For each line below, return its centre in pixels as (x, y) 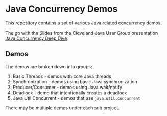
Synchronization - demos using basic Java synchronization (75, 81)
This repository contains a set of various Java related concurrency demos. (84, 23)
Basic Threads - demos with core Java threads (62, 76)
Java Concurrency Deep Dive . (37, 38)
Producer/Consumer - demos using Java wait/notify (67, 87)
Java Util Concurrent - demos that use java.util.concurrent (76, 98)
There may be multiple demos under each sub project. (63, 108)
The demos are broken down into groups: (49, 66)
